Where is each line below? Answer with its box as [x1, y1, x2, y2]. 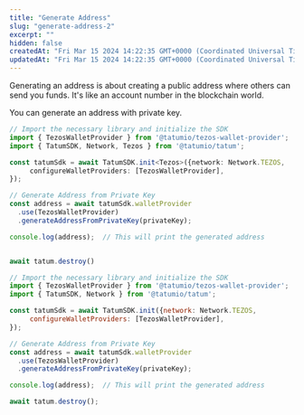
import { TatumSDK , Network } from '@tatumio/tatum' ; [9, 290, 217, 299]
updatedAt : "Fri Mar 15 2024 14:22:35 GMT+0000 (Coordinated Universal [9, 55, 285, 64]
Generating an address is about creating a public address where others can [9, 80, 291, 90]
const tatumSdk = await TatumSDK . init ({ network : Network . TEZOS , [9, 307, 257, 316]
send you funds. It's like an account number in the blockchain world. [9, 90, 264, 100]
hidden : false [9, 38, 63, 48]
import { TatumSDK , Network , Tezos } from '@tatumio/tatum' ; [9, 141, 245, 150]
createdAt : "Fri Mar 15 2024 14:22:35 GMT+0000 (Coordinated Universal [9, 47, 285, 56]
